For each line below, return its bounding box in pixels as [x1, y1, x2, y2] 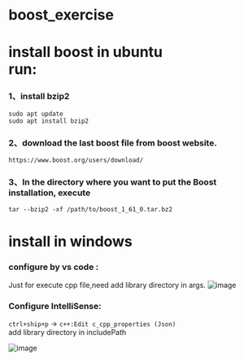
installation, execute [8, 187, 91, 198]
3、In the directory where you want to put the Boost [8, 176, 217, 188]
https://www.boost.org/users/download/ [8, 156, 144, 164]
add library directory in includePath [8, 328, 127, 337]
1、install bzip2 [8, 91, 70, 102]
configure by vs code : [8, 262, 99, 273]
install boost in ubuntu [8, 43, 163, 62]
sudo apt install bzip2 [8, 116, 89, 125]
